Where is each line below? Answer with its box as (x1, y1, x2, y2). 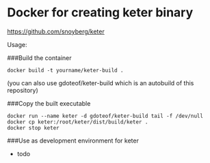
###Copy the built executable (7, 99, 91, 107)
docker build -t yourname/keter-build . (7, 67, 124, 74)
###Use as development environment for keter (7, 136, 139, 145)
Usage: (7, 40, 27, 48)
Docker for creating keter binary (7, 5, 194, 20)
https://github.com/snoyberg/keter (7, 27, 105, 35)
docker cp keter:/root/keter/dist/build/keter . (7, 118, 148, 125)
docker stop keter (7, 124, 60, 131)
